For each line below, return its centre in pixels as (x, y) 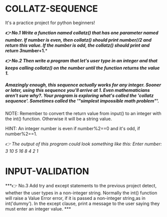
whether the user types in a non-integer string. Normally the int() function (81, 193)
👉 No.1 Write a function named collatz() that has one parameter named (82, 33)
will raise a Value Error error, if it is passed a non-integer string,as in (75, 198)
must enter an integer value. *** (38, 208)
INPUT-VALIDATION (47, 172)
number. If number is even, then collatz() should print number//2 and (78, 40)
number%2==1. (21, 134)
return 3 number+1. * (26, 50)
